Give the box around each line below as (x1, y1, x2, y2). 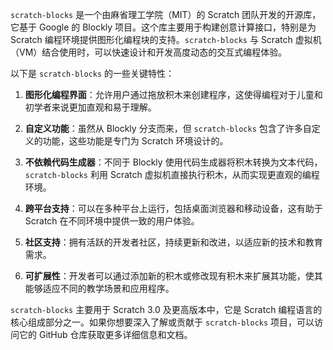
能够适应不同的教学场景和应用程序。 (24, 283, 175, 294)
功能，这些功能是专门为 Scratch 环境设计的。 (42, 135, 229, 147)
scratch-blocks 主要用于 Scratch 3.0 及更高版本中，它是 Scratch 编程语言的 (10, 304, 323, 315)
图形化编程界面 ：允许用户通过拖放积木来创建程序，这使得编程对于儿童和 (24, 89, 323, 100)
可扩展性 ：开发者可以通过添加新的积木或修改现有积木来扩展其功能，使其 (24, 270, 323, 282)
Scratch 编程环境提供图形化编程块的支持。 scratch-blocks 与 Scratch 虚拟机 (10, 34, 322, 45)
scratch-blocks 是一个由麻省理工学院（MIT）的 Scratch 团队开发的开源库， (10, 9, 322, 20)
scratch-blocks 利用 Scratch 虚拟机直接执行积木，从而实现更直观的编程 (24, 169, 320, 180)
